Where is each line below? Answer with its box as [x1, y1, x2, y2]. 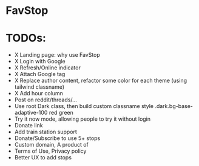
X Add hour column [14, 90, 63, 97]
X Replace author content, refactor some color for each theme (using [14, 77, 187, 85]
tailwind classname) [14, 83, 65, 91]
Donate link [14, 122, 43, 129]
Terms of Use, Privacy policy [14, 147, 87, 155]
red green [49, 109, 74, 117]
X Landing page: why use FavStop [14, 51, 101, 59]
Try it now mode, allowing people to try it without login [14, 115, 151, 123]
